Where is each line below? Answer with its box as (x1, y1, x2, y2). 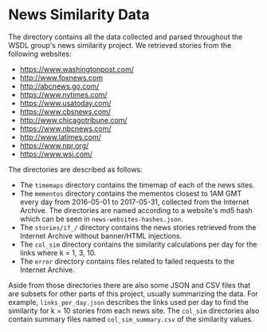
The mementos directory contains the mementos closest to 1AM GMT (19, 188, 242, 198)
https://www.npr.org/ (19, 140, 89, 150)
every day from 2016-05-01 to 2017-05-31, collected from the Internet (19, 197, 249, 207)
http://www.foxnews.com (19, 73, 104, 82)
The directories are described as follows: (8, 164, 143, 174)
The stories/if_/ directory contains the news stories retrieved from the (19, 222, 257, 232)
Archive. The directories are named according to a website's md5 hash (19, 205, 253, 215)
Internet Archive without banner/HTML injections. (19, 231, 183, 240)
